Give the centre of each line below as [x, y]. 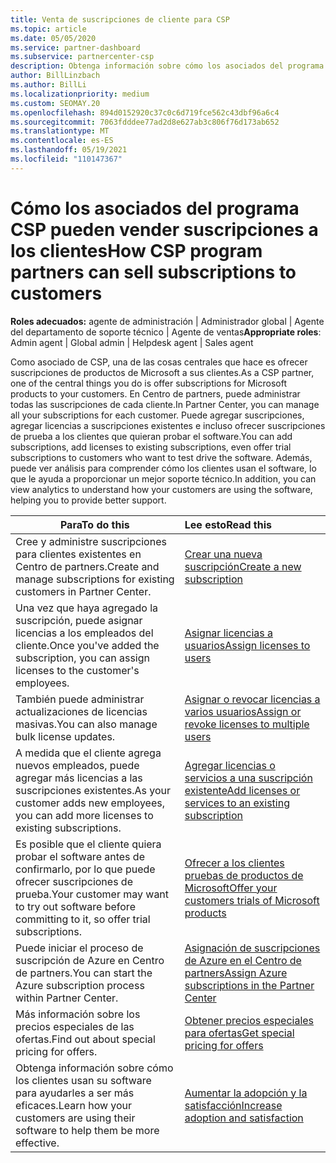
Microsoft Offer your [231, 888]
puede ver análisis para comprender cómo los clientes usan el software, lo [163, 468]
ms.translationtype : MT [60, 131]
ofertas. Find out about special [85, 1039]
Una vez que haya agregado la [87, 608]
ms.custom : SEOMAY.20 [55, 103]
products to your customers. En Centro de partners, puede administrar [155, 393]
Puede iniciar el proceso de [79, 948]
